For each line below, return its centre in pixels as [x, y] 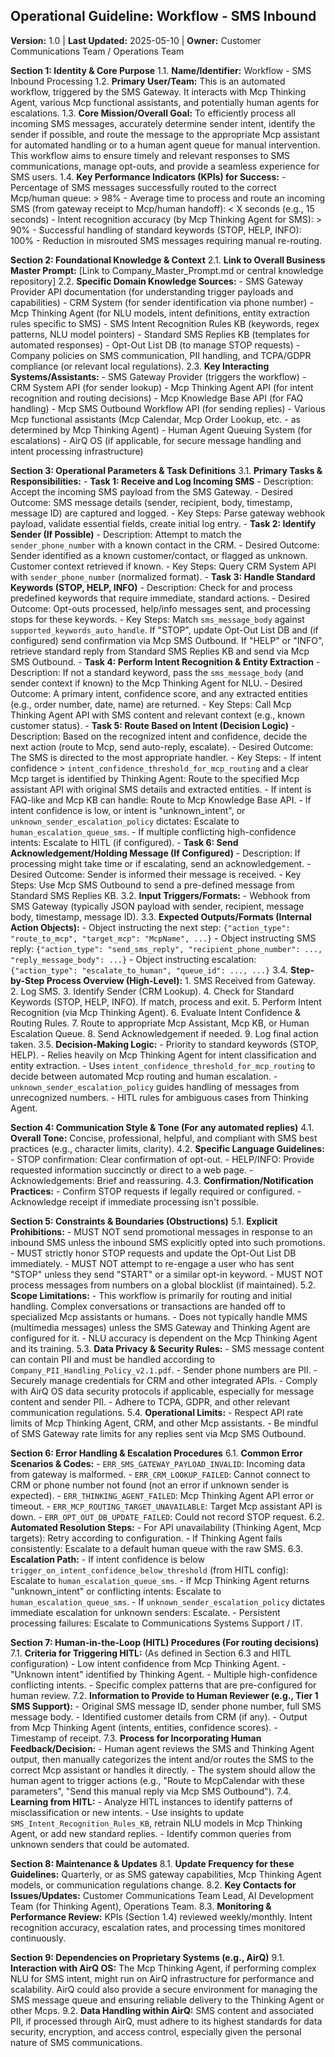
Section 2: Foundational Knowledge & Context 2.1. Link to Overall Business [168, 260]
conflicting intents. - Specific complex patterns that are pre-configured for [163, 1685]
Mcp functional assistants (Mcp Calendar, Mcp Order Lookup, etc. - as [155, 419]
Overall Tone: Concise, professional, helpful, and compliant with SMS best [164, 1138]
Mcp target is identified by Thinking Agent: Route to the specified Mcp [155, 778]
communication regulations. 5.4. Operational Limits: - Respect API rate [157, 1412]
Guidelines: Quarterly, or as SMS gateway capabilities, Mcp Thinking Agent [166, 1874]
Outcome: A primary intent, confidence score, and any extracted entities [159, 693]
